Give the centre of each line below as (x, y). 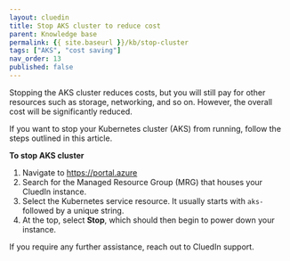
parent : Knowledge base (53, 34)
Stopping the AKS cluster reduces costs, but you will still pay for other (137, 92)
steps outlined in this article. (61, 138)
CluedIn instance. (54, 192)
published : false (41, 68)
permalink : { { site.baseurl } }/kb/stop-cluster (99, 42)
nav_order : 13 (36, 59)
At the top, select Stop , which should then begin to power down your (148, 220)
